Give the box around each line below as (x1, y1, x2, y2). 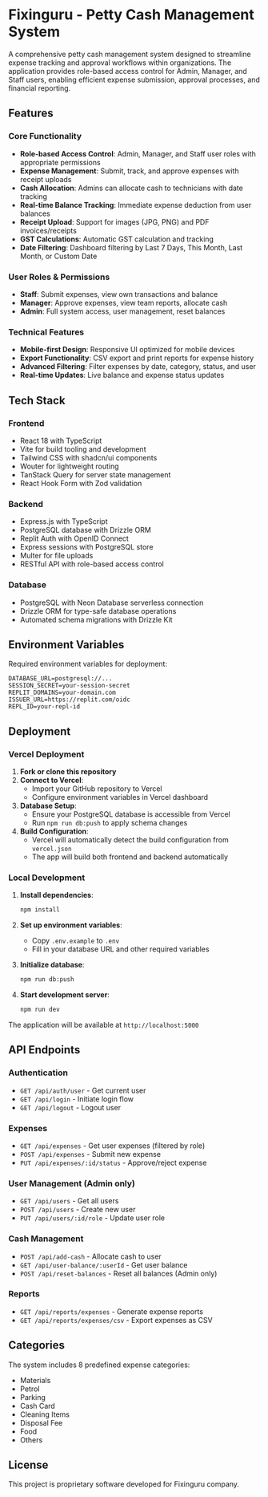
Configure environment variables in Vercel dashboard (31, 793, 209, 801)
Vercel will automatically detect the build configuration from (31, 835, 230, 844)
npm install (19, 906, 60, 914)
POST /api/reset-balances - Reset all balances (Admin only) (19, 1268, 218, 1278)
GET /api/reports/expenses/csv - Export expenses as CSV (19, 1315, 214, 1325)
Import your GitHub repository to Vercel (31, 784, 162, 793)
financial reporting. (8, 83, 71, 93)
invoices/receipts (19, 225, 78, 235)
